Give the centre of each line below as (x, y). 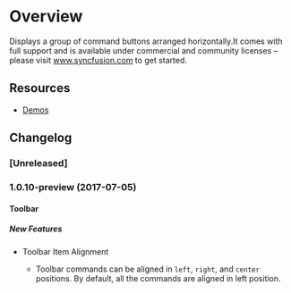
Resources (40, 88)
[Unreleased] (39, 163)
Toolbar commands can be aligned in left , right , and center (148, 269)
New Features (36, 229)
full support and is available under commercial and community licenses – (144, 50)
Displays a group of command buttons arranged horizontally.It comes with (146, 41)
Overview (46, 17)
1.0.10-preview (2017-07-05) (73, 187)
